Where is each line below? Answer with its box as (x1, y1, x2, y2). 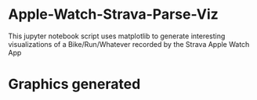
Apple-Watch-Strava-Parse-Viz (8, 5, 219, 23)
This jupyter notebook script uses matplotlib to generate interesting (8, 31, 226, 41)
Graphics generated (8, 76, 141, 93)
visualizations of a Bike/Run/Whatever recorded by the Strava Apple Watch (8, 39, 250, 48)
